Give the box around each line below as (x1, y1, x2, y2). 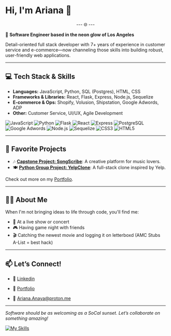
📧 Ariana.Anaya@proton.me (12, 295, 71, 301)
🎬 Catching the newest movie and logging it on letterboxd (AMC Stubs (12, 232, 160, 238)
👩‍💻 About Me (5, 195, 48, 204)
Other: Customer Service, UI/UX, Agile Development (12, 110, 123, 116)
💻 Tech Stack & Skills (5, 72, 75, 81)
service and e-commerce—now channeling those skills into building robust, (5, 47, 164, 53)
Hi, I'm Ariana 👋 (5, 5, 72, 16)
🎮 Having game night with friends (12, 225, 85, 231)
